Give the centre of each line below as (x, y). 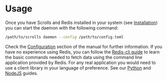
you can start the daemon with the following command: (62, 27)
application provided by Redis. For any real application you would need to (81, 62)
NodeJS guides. (22, 73)
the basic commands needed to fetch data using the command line (74, 57)
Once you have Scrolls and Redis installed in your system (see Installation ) (82, 22)
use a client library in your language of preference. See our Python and (78, 67)
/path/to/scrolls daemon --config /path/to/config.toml (64, 37)
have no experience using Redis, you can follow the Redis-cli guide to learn (83, 52)
